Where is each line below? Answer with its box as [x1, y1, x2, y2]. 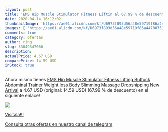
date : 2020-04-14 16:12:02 [5, 16, 61, 21]
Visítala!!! [5, 112, 24, 118]
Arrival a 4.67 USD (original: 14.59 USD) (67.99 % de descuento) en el [5, 87, 149, 93]
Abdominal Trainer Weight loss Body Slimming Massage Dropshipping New [5, 82, 160, 88]
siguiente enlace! [5, 93, 40, 99]
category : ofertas [5, 35, 43, 40]
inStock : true [5, 63, 35, 68]
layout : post [5, 7, 32, 12]
